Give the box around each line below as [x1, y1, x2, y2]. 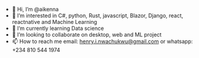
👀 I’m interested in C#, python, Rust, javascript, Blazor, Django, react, [11, 12, 184, 19]
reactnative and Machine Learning [11, 19, 98, 25]
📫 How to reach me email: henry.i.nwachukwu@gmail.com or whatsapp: [11, 38, 193, 45]
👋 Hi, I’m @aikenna [11, 6, 59, 13]
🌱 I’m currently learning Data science [11, 25, 104, 32]
